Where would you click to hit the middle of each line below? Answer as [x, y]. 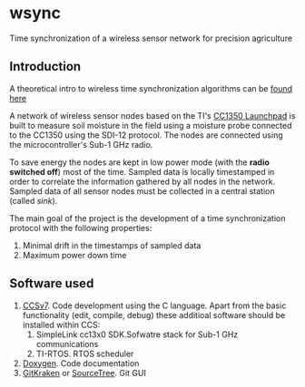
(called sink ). [34, 200]
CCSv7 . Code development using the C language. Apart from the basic [154, 305]
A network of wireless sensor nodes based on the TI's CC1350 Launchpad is [152, 115]
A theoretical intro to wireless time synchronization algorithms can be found [151, 88]
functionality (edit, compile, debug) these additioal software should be [154, 314]
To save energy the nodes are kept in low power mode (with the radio [140, 162]
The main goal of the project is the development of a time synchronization [148, 218]
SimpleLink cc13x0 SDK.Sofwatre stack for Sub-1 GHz [137, 334]
